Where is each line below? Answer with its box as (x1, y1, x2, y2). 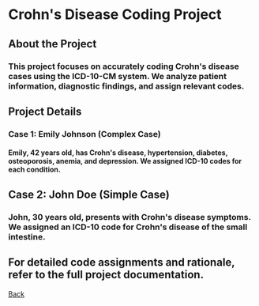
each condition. (8, 164, 61, 175)
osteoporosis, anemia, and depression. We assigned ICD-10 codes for (8, 157, 242, 166)
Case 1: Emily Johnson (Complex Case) (8, 128, 161, 139)
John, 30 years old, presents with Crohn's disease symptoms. (8, 211, 251, 222)
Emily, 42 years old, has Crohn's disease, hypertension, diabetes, (8, 148, 228, 157)
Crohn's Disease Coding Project (8, 6, 223, 24)
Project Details (8, 104, 82, 118)
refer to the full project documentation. (8, 268, 204, 281)
